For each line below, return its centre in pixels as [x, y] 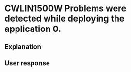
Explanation [23, 47]
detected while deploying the [65, 19]
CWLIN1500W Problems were [65, 8]
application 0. [33, 29]
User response [27, 63]
